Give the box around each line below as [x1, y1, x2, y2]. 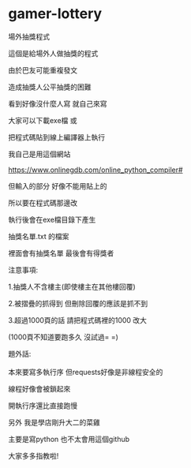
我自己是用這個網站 [8, 149, 71, 159]
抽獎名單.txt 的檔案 [8, 231, 69, 241]
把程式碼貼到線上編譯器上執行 [8, 132, 105, 142]
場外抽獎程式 [8, 32, 50, 41]
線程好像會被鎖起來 [8, 384, 71, 393]
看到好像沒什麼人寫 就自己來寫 [8, 99, 107, 108]
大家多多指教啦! [8, 451, 59, 460]
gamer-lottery [8, 5, 103, 23]
